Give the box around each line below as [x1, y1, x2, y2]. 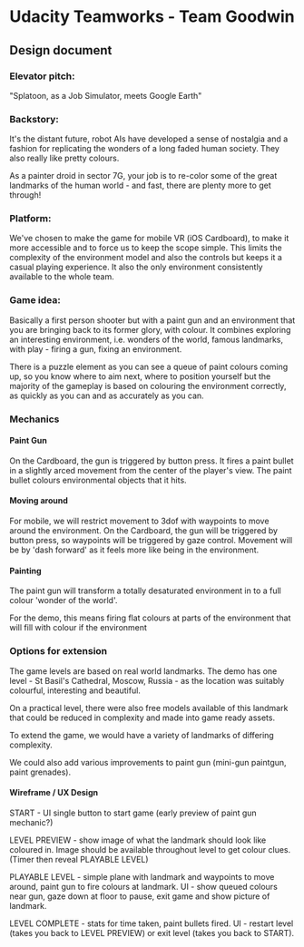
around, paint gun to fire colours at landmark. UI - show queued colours [9, 881, 279, 892]
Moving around [9, 495, 68, 506]
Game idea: [9, 294, 61, 307]
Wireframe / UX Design [9, 787, 98, 798]
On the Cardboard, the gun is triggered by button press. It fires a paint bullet [9, 455, 294, 466]
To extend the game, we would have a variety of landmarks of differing [9, 729, 274, 740]
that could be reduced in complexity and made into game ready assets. [9, 712, 275, 723]
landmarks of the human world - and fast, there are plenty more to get [9, 180, 271, 191]
